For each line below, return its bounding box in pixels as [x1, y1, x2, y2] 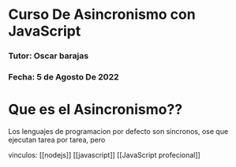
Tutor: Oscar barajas [8, 50, 89, 61]
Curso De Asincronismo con [8, 6, 196, 24]
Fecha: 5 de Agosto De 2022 [8, 72, 119, 83]
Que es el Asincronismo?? [8, 101, 183, 119]
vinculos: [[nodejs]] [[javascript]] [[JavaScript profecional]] [8, 150, 201, 159]
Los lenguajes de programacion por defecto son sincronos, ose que [8, 126, 229, 135]
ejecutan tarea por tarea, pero [8, 135, 106, 144]
